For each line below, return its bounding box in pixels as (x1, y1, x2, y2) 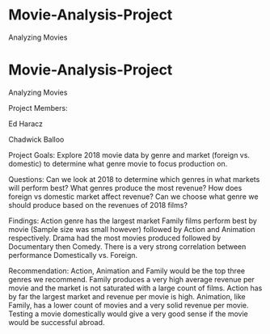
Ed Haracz (8, 119, 43, 129)
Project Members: (8, 103, 68, 112)
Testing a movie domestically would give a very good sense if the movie (8, 309, 248, 319)
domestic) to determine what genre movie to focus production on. (8, 159, 228, 168)
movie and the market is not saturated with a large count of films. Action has (8, 283, 263, 293)
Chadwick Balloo (8, 134, 65, 144)
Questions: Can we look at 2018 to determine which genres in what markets (8, 174, 260, 184)
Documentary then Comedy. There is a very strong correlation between (8, 241, 247, 252)
